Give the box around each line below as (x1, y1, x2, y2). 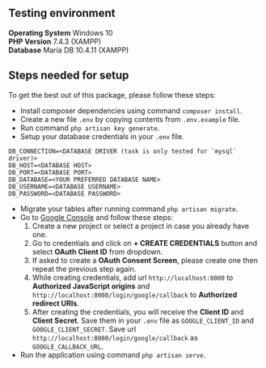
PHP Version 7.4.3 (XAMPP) (8, 36, 102, 46)
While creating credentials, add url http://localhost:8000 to (32, 273, 234, 282)
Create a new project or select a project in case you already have (32, 221, 249, 231)
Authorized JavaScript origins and (32, 281, 150, 290)
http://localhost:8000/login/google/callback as (32, 332, 198, 342)
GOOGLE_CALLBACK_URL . (32, 341, 103, 351)
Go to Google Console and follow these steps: (19, 212, 174, 222)
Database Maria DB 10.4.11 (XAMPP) (8, 44, 129, 55)
